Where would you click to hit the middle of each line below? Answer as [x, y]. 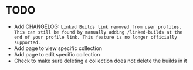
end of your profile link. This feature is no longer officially [95, 37]
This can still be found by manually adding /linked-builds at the [98, 32]
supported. [27, 42]
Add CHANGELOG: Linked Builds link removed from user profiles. [98, 26]
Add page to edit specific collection [57, 54]
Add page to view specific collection [58, 48]
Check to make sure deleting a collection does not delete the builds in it [100, 61]
